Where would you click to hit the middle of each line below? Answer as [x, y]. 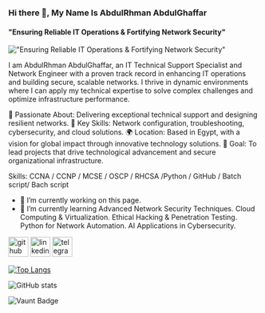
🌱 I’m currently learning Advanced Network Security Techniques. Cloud [137, 209]
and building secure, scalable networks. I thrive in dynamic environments [129, 82]
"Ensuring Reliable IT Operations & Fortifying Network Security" [117, 32]
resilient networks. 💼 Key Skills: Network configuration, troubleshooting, [127, 123]
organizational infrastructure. [56, 161]
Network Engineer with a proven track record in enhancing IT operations [127, 74]
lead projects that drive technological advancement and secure [112, 152]
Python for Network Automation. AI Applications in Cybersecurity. [128, 226]
